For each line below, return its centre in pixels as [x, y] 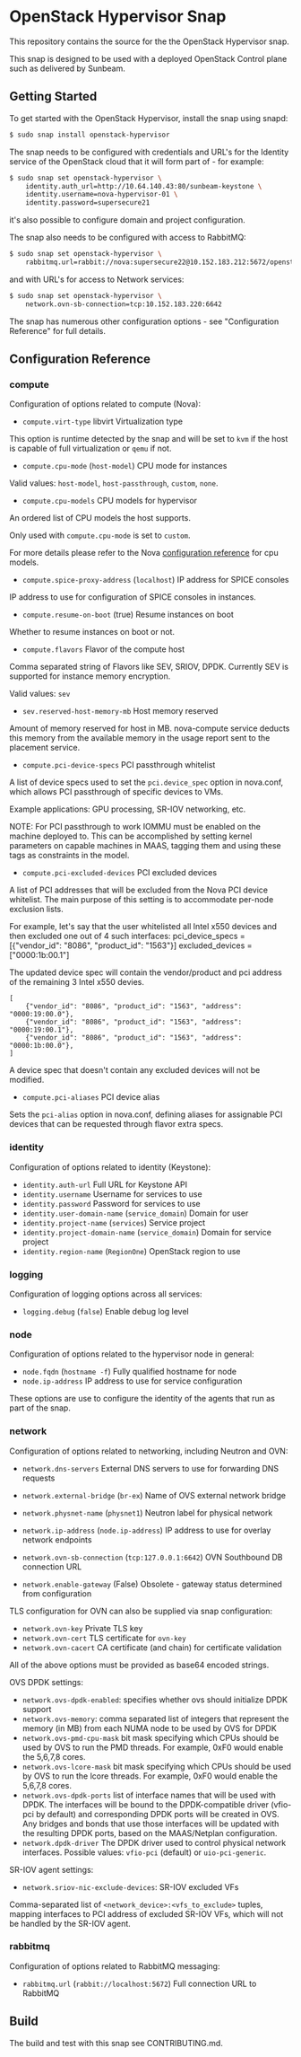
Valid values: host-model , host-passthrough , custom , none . [114, 483]
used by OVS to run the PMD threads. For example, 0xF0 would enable [153, 1747]
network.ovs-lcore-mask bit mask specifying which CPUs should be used [157, 1766]
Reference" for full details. [57, 330]
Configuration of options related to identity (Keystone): [110, 1167]
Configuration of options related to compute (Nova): [105, 404]
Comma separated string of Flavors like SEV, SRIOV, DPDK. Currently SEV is [149, 667]
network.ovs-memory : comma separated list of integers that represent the [155, 1719]
